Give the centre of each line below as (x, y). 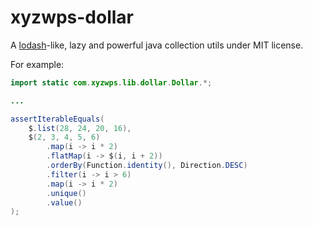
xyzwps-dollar (72, 17)
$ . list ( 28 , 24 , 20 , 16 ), (80, 128)
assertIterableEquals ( (57, 119)
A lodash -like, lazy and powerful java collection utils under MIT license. (157, 45)
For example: (37, 64)
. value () (64, 202)
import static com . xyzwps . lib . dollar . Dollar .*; (111, 82)
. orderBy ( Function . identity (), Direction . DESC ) (147, 166)
